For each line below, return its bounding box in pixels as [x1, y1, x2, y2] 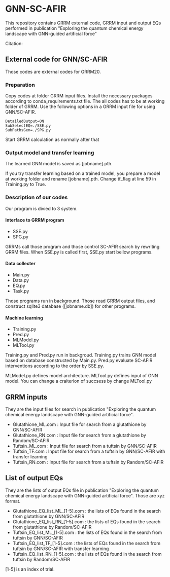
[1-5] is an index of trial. [5, 566, 55, 572]
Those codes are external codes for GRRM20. [5, 68, 101, 75]
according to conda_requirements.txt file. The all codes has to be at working [5, 98, 165, 104]
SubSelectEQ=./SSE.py [5, 123, 51, 128]
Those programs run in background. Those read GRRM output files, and [5, 298, 155, 304]
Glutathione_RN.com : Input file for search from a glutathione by [12, 432, 146, 439]
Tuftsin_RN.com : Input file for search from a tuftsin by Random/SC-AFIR [12, 459, 164, 465]
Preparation [5, 81, 36, 88]
